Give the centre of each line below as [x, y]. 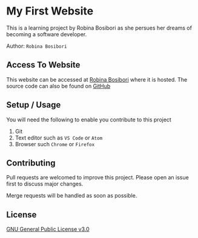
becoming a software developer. [47, 34]
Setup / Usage [34, 105]
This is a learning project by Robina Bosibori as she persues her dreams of [99, 28]
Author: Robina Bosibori [37, 46]
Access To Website [43, 65]
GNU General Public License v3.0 [48, 229]
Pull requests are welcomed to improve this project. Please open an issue [97, 178]
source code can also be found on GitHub [58, 86]
